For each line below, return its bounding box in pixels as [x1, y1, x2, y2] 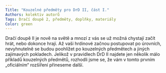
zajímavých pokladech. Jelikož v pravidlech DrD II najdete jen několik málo [5, 51, 160, 57]
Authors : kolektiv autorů [5, 12, 60, 17]
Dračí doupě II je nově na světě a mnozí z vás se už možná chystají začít [5, 35, 155, 41]
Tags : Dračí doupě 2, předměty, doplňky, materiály [5, 17, 116, 22]
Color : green [5, 21, 33, 27]
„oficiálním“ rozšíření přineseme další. [5, 62, 84, 68]
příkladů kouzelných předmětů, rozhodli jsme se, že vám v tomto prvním [5, 56, 155, 63]
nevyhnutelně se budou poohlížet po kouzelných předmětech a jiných [5, 46, 150, 52]
